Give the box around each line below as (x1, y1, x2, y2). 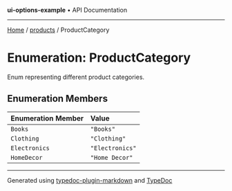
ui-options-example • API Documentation (7, 6, 128, 14)
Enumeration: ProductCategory (7, 50, 191, 66)
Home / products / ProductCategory (7, 26, 110, 34)
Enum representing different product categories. (7, 73, 145, 81)
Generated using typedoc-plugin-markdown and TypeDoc (7, 176, 173, 184)
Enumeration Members (7, 93, 108, 104)
